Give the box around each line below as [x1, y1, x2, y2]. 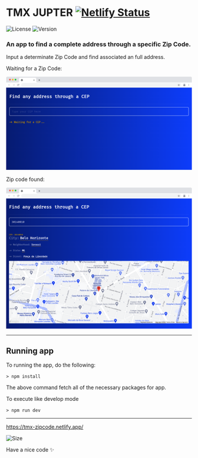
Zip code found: [6, 176, 45, 183]
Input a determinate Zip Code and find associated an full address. [6, 54, 166, 61]
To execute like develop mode [6, 395, 79, 402]
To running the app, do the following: [6, 361, 96, 368]
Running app [6, 345, 54, 356]
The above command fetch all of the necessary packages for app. [6, 384, 166, 391]
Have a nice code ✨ [6, 446, 54, 453]
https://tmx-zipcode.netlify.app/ [6, 423, 84, 430]
